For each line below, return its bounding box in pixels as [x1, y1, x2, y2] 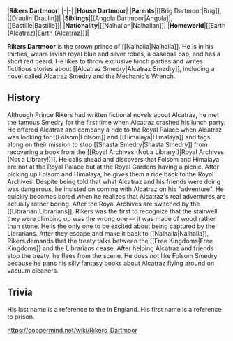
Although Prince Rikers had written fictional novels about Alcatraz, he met [7, 110, 220, 119]
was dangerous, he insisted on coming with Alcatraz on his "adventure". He [7, 185, 225, 193]
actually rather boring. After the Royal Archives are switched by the [7, 199, 200, 208]
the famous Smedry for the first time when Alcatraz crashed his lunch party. [7, 118, 226, 126]
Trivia [7, 287, 33, 298]
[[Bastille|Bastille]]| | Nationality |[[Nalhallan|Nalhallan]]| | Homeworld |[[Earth [7, 22, 226, 29]
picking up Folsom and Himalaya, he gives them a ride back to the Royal [7, 169, 214, 178]
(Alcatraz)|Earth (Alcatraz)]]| [7, 29, 89, 37]
